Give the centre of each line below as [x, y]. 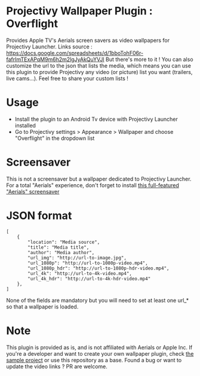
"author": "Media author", [61, 252]
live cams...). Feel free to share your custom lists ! [67, 78]
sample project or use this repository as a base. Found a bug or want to [94, 360]
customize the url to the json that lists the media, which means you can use [99, 65]
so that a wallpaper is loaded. [42, 307]
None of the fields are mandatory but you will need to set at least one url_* [98, 300]
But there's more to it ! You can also [149, 59]
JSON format [39, 216]
